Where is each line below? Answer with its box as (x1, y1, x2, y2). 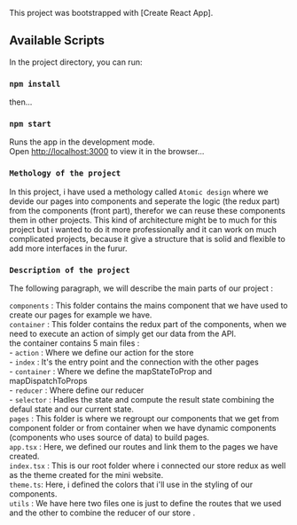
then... (9, 97, 33, 107)
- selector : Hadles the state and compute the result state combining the (9, 395, 275, 404)
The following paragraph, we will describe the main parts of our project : (9, 283, 273, 294)
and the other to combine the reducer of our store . (9, 507, 196, 518)
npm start (9, 119, 51, 129)
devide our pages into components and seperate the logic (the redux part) (9, 195, 281, 207)
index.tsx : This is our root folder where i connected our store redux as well (9, 460, 286, 471)
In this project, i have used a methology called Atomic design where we (9, 186, 269, 197)
